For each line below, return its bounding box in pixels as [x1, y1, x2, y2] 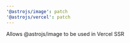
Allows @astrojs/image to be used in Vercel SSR [6, 30, 125, 37]
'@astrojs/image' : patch [6, 8, 68, 15]
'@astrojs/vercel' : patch [6, 14, 70, 20]
